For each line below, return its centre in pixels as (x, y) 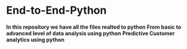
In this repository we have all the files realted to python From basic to (94, 27)
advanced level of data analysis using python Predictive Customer (91, 33)
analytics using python (35, 39)
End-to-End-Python (56, 10)
